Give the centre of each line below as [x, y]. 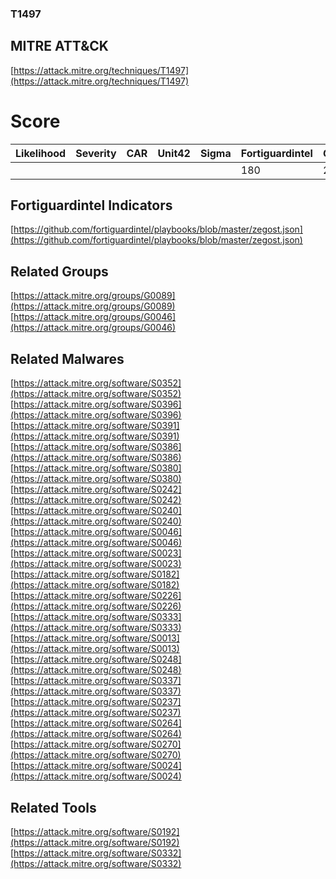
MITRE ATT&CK [59, 46]
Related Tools [53, 807]
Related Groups [59, 271]
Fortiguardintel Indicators [91, 205]
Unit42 [174, 153]
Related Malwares [67, 358]
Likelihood [41, 153]
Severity [96, 153]
